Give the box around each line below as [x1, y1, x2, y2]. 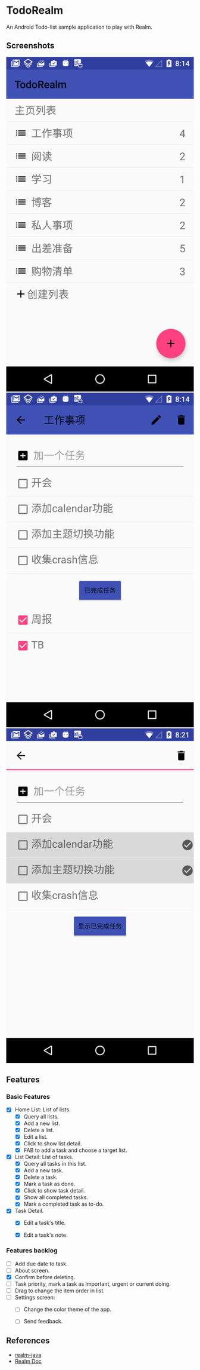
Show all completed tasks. [23, 1194, 88, 1201]
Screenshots [6, 41, 55, 51]
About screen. [14, 1267, 50, 1274]
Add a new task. [23, 1167, 64, 1174]
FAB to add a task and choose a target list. [23, 1147, 127, 1154]
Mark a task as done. [23, 1181, 76, 1188]
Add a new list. [23, 1120, 61, 1127]
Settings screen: [14, 1294, 55, 1301]
